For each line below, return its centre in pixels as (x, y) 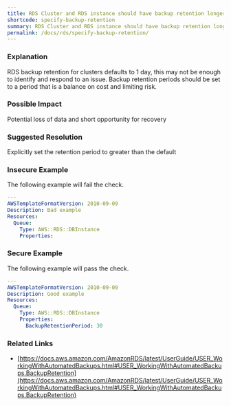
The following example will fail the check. (66, 185)
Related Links (30, 343)
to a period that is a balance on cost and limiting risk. (82, 86)
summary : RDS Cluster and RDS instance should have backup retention (109, 26)
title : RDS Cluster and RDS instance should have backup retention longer (117, 13)
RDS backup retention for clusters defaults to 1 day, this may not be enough (114, 72)
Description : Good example (46, 294)
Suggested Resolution (45, 137)
